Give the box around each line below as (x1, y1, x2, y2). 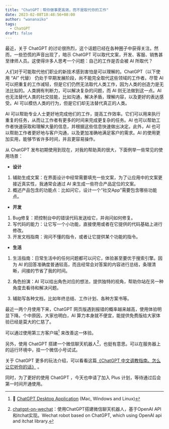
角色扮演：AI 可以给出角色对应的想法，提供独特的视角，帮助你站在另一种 (12, 278, 164, 284)
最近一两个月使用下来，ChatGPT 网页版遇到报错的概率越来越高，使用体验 (5, 306, 157, 312)
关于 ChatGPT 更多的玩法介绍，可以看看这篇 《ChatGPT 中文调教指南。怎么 (5, 357, 161, 363)
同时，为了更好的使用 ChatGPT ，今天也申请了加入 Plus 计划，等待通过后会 (5, 375, 161, 381)
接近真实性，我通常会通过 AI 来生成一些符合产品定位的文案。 (12, 181, 139, 187)
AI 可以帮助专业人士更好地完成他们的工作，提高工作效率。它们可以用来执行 (5, 111, 161, 116)
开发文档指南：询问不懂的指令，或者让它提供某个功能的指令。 (12, 234, 141, 239)
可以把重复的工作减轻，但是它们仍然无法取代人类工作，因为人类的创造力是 (5, 81, 159, 87)
